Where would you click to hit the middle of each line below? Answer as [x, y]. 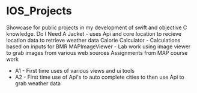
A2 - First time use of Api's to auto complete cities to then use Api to [99, 77]
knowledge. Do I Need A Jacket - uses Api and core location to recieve [94, 33]
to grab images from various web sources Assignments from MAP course [97, 52]
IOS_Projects [39, 11]
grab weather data [38, 83]
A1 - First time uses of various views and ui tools [75, 70]
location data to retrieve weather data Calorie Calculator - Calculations [93, 40]
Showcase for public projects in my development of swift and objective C [97, 27]
